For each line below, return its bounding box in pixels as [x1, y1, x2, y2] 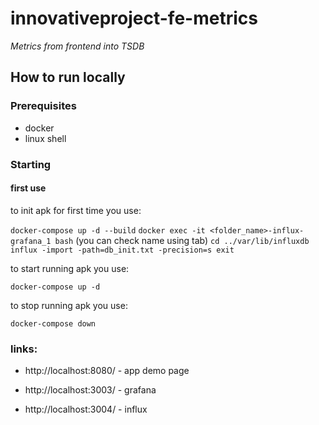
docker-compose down [10, 318, 97, 329]
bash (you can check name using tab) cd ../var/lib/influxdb [54, 234, 310, 246]
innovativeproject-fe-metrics [10, 7, 258, 30]
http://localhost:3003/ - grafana [24, 384, 157, 396]
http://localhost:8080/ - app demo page [24, 365, 190, 377]
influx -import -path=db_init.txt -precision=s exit [10, 245, 235, 255]
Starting [10, 157, 52, 171]
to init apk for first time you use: [10, 204, 142, 216]
